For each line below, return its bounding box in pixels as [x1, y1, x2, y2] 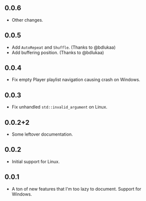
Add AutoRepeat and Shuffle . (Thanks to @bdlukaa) [11, 44, 116, 50]
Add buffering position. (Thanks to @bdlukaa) [11, 49, 104, 56]
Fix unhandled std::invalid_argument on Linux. [11, 104, 108, 110]
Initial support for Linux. [11, 158, 60, 164]
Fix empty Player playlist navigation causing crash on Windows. [11, 77, 141, 83]
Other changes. [11, 17, 44, 23]
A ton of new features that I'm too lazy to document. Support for [11, 186, 142, 192]
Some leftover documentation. [11, 131, 73, 137]
